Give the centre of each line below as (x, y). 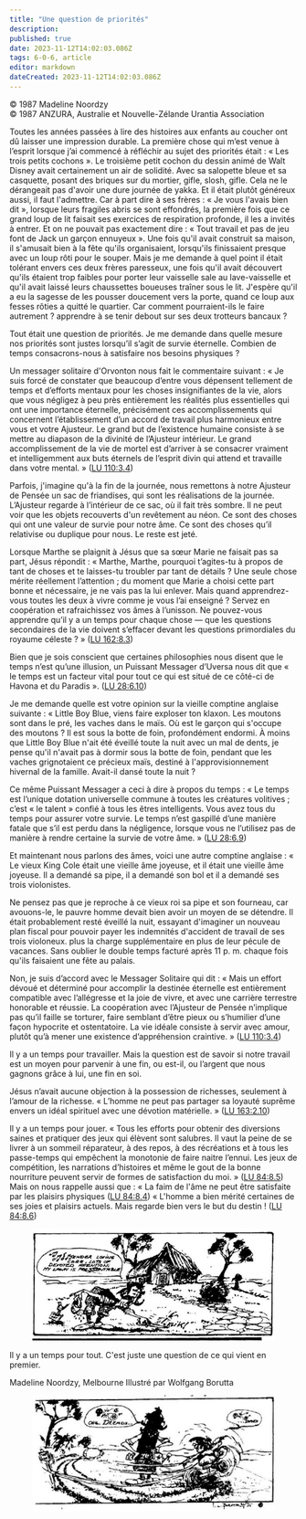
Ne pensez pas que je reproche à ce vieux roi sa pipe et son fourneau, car (149, 902)
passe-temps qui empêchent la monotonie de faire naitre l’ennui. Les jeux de (153, 1157)
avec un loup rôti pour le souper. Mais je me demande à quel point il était (146, 258)
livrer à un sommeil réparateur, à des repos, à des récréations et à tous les (149, 1147)
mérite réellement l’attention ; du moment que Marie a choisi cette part (142, 581)
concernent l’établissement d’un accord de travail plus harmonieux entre (146, 419)
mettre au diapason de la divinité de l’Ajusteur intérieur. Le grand (131, 438)
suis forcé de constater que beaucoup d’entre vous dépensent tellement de (151, 380)
